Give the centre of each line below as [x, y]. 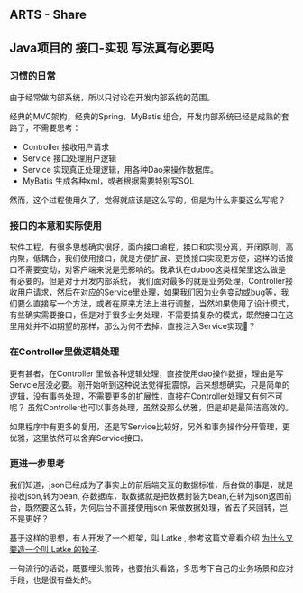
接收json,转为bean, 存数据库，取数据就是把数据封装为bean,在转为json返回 [147, 495]
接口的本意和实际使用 [55, 226]
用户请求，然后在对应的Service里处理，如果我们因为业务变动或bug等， [149, 292]
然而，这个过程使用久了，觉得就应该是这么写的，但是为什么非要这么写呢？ [147, 200]
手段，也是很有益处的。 [53, 579]
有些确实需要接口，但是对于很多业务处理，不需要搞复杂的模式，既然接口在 [147, 315]
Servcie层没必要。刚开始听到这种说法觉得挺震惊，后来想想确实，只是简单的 [150, 384]
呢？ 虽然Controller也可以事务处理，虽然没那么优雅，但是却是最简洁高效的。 [151, 407]
